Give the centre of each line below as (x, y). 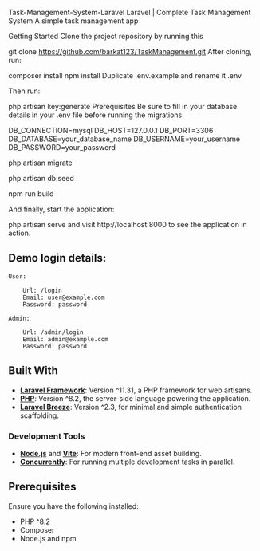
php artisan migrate (41, 163)
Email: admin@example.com (66, 339)
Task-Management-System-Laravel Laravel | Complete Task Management (130, 12)
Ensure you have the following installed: (74, 506)
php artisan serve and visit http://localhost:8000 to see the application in (128, 224)
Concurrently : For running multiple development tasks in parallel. (127, 462)
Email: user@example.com (64, 297)
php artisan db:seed (41, 178)
